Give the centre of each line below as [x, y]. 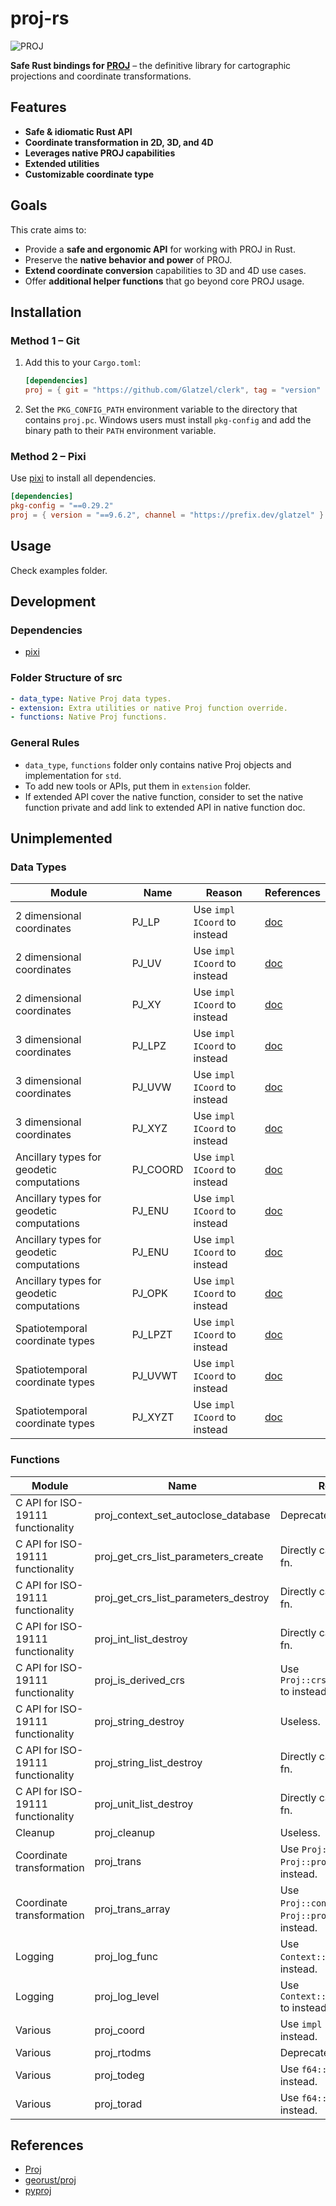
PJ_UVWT [154, 1376]
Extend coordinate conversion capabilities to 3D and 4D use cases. [165, 270]
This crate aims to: [48, 229]
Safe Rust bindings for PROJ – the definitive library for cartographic [151, 65]
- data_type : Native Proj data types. [91, 698]
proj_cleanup [125, 1832]
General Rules [45, 743]
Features [38, 107]
